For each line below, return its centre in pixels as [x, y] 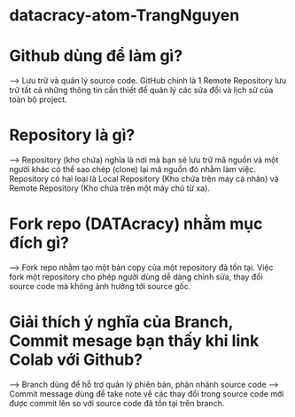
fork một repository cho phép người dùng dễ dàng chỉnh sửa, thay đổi [136, 277]
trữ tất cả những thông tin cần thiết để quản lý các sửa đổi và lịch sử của [141, 90]
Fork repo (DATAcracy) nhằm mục [136, 224]
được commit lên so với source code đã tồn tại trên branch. [117, 403]
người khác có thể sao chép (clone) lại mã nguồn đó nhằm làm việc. [133, 169]
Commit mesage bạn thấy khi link [134, 341]
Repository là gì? [72, 135]
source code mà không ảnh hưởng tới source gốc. [100, 286]
